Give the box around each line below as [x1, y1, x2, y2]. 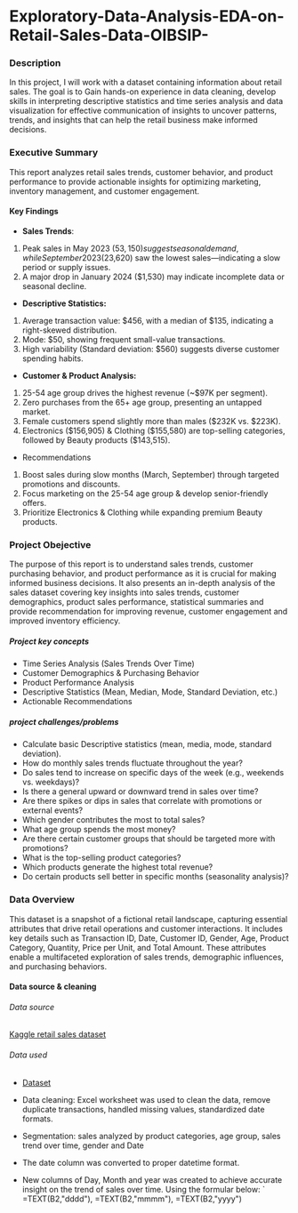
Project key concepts [9, 636, 90, 647]
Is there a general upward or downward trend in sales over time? [21, 786, 259, 797]
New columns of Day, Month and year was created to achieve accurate [21, 1174, 283, 1185]
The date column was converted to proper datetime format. [21, 1157, 240, 1168]
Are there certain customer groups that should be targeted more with [21, 833, 276, 844]
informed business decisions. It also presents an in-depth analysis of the [9, 578, 276, 589]
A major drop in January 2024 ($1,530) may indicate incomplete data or [21, 271, 285, 282]
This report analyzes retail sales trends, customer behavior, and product [9, 166, 273, 177]
